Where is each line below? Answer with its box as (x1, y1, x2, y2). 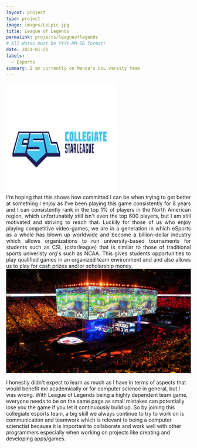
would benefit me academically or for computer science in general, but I (6, 385, 181, 392)
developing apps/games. (6, 435, 66, 442)
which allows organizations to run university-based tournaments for (6, 237, 191, 244)
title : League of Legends (6, 28, 69, 34)
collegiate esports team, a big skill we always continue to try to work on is (6, 410, 185, 417)
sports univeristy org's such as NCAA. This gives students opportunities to (6, 250, 191, 257)
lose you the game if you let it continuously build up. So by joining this (6, 404, 175, 411)
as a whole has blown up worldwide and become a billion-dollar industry (6, 231, 191, 238)
